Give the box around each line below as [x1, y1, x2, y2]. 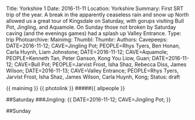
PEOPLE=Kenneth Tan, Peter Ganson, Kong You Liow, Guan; [6, 55, 151, 61]
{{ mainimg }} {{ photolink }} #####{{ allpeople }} [6, 85, 125, 91]
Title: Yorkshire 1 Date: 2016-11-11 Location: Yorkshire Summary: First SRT [6, 5, 184, 12]
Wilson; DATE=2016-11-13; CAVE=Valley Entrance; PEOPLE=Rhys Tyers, [6, 67, 179, 74]
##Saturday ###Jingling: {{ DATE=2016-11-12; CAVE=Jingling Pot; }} [6, 96, 171, 103]
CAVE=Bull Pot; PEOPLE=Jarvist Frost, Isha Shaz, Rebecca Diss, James [14, 61, 187, 68]
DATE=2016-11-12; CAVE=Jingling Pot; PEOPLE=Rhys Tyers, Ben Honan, [6, 42, 180, 49]
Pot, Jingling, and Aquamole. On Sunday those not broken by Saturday [6, 23, 176, 30]
